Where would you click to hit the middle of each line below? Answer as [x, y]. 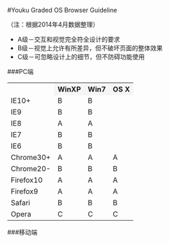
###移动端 [22, 232]
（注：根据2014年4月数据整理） [53, 24]
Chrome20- [31, 169]
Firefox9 [24, 191]
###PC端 [20, 72]
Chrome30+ [31, 157]
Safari [20, 203]
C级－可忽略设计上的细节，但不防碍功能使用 [81, 57]
